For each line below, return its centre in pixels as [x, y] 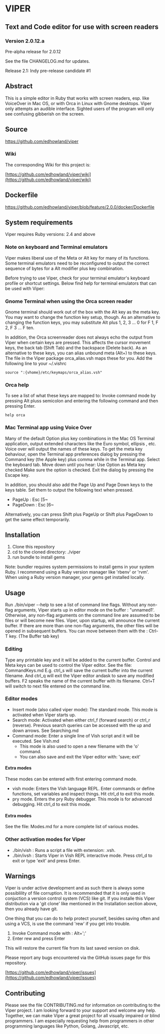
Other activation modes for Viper [45, 840]
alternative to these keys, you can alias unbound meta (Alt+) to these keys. [81, 353]
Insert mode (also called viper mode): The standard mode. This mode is [85, 709]
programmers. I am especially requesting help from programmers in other [80, 1021]
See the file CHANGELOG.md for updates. [48, 61]
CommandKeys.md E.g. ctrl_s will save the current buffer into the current [79, 670]
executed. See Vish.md [36, 741]
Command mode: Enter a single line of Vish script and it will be [76, 735]
